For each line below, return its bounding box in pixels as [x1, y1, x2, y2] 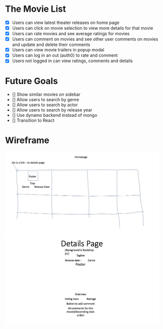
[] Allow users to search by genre [12, 97, 80, 103]
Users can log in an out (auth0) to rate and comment [12, 52, 118, 58]
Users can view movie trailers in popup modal [12, 47, 104, 53]
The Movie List [5, 3, 66, 15]
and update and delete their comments [12, 42, 90, 47]
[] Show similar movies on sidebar [12, 91, 81, 97]
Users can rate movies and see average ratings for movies [12, 31, 130, 37]
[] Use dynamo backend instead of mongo [12, 112, 98, 118]
